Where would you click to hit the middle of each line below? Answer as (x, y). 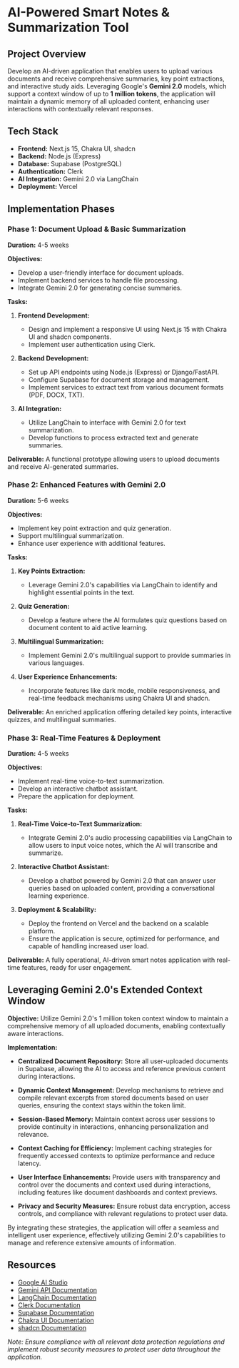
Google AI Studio (42, 1282)
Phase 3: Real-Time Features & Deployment (84, 738)
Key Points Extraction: (51, 571)
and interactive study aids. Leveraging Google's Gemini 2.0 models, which (117, 86)
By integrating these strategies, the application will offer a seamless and (113, 1227)
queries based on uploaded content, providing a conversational (122, 888)
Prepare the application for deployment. (76, 796)
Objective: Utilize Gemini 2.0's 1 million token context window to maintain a (118, 1018)
